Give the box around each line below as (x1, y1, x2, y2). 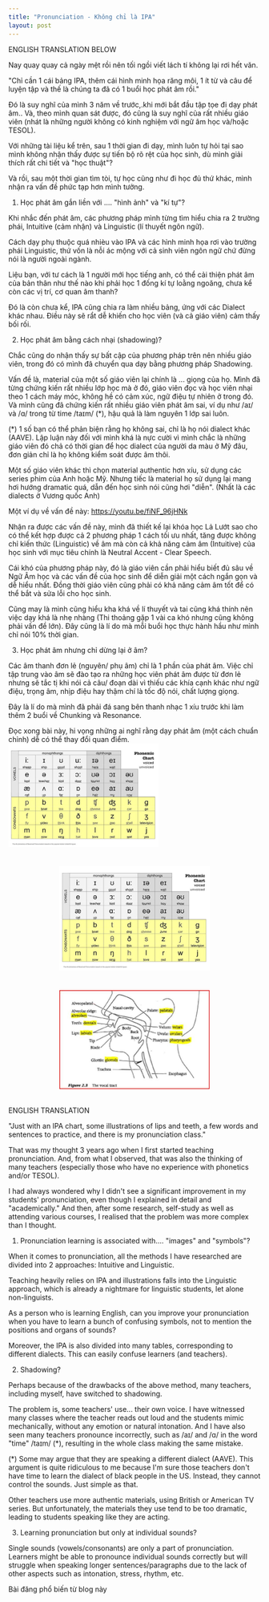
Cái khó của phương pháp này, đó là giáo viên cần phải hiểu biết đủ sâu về (8, 562, 254, 573)
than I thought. (8, 1220, 57, 1231)
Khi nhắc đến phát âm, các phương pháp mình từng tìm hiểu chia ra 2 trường (8, 213, 260, 222)
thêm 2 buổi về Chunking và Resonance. (8, 710, 142, 720)
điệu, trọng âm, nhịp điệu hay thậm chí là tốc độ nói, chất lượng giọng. (8, 686, 239, 696)
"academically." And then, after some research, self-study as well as (8, 1203, 234, 1213)
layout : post (8, 21, 52, 30)
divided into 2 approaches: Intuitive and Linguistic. (8, 1260, 175, 1270)
